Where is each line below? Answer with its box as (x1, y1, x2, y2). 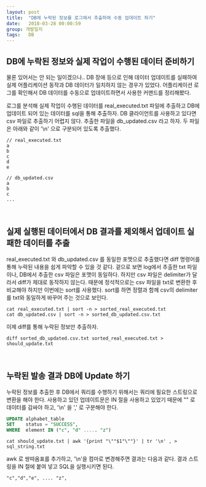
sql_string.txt (6, 443, 46, 450)
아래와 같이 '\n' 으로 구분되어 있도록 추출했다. (12, 125, 122, 132)
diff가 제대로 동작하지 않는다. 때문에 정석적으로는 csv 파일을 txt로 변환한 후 (17, 278, 197, 286)
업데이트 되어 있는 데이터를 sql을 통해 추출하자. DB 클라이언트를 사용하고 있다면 (6, 109, 197, 117)
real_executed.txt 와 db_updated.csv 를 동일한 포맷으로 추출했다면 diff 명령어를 (6, 255, 200, 263)
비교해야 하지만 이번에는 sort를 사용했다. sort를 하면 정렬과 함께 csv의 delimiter (6, 286, 198, 294)
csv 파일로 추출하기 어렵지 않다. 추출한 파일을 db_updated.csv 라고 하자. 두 (6, 117, 189, 125)
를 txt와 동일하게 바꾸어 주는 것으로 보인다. (6, 294, 108, 301)
